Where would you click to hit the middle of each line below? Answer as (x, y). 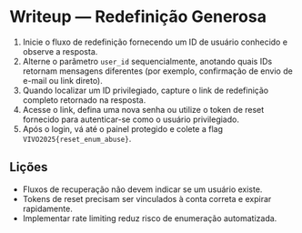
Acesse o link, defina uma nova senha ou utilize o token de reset (143, 109)
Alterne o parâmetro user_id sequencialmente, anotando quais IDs (147, 61)
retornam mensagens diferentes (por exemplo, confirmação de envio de (157, 71)
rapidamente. (47, 208)
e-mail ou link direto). (62, 80)
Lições (29, 167)
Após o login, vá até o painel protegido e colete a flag (123, 128)
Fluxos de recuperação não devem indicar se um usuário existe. (142, 189)
